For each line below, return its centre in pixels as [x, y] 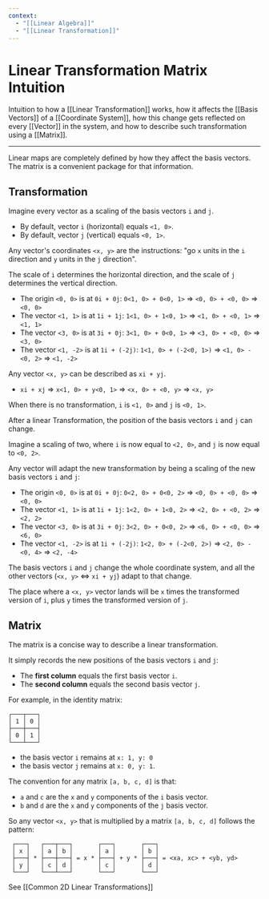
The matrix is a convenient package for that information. [101, 167]
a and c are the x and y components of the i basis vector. [114, 796]
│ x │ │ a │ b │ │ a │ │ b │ [85, 851]
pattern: [21, 829]
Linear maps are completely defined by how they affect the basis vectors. [130, 158]
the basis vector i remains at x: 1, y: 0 [86, 757]
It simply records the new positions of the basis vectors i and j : [113, 660]
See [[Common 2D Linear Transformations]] [81, 887]
